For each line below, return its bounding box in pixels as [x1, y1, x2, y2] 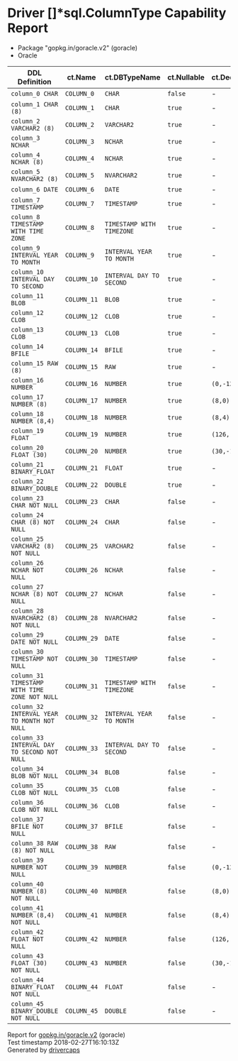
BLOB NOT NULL [11, 771, 59, 780]
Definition [17, 77, 52, 87]
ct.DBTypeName [105, 72, 161, 82]
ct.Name [67, 72, 96, 82]
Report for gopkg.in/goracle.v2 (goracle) [7, 1030, 126, 1039]
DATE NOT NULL [11, 637, 59, 646]
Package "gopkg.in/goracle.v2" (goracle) [17, 43, 138, 52]
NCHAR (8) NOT [11, 590, 59, 598]
